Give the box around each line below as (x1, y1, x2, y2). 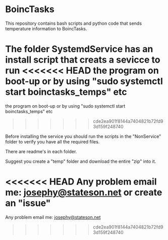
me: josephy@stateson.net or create (5, 187, 162, 198)
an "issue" (5, 198, 51, 209)
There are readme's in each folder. (5, 148, 77, 155)
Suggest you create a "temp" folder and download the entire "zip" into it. (5, 158, 156, 164)
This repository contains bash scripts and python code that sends (5, 20, 142, 26)
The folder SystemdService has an (5, 43, 153, 55)
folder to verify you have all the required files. (5, 138, 100, 145)
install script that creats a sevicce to (5, 54, 160, 66)
